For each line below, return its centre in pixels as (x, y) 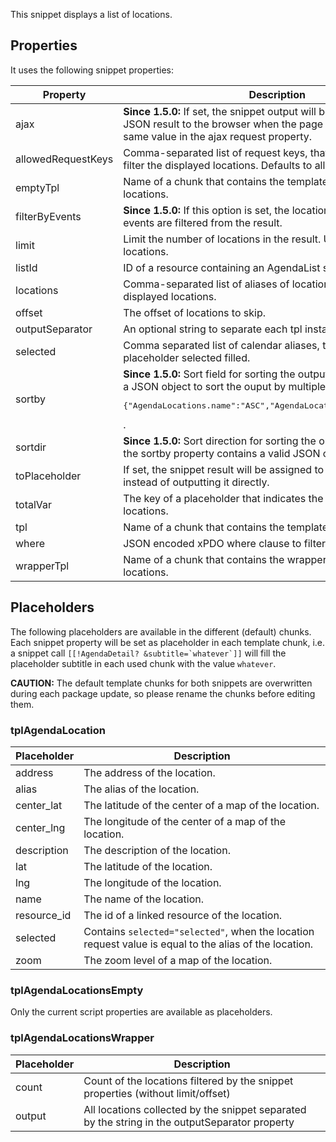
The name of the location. (144, 899)
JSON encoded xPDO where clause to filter (225, 543)
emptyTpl (37, 187)
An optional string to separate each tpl (213, 329)
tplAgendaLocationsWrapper (82, 1038)
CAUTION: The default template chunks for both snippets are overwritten (161, 683)
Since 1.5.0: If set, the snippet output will (220, 111)
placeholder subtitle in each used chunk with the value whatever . (143, 663)
